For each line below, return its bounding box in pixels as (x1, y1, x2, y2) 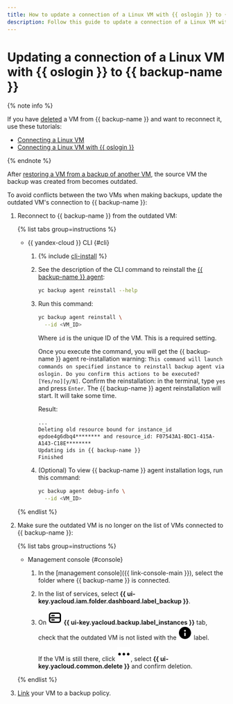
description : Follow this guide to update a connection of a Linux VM (7, 18, 216, 26)
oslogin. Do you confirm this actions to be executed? (37, 371, 200, 378)
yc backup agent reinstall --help (37, 287, 138, 294)
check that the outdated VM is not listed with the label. (37, 633, 209, 642)
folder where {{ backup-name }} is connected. (37, 576, 171, 584)
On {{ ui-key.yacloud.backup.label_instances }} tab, (37, 618, 208, 626)
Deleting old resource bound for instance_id (37, 427, 172, 433)
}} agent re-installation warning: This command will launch (55, 354, 223, 363)
